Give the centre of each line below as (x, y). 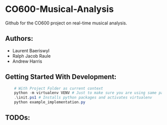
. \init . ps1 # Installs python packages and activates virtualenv (83, 98)
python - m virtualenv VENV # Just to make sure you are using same (85, 93)
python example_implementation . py (50, 102)
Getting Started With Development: (61, 77)
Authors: (19, 39)
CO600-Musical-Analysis (60, 9)
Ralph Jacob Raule (32, 56)
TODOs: (18, 118)
